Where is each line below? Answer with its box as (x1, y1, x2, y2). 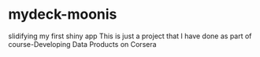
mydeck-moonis (8, 5, 117, 23)
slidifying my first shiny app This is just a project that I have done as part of (8, 31, 252, 41)
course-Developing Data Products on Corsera (8, 39, 157, 48)
